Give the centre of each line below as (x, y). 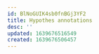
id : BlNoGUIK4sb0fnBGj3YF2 (47, 14)
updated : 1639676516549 (42, 33)
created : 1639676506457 (42, 40)
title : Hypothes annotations (50, 20)
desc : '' (20, 27)
